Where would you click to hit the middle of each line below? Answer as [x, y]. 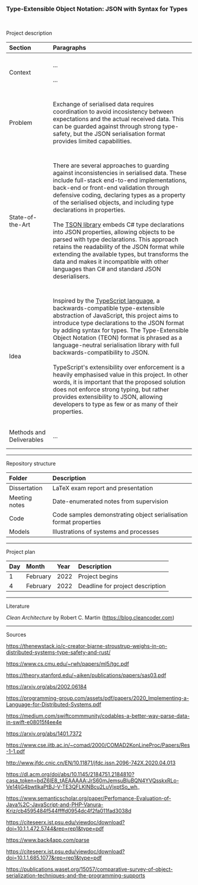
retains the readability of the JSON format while [118, 247]
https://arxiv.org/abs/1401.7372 [44, 734]
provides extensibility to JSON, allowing [108, 397]
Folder [18, 478]
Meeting [21, 498]
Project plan [21, 552]
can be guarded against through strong [107, 127]
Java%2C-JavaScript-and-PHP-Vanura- [55, 805]
